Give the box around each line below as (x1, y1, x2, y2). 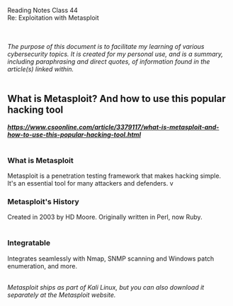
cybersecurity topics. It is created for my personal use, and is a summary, (7, 50, 224, 58)
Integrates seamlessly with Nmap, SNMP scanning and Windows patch (7, 254, 215, 263)
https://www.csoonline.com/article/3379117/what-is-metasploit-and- (7, 123, 220, 131)
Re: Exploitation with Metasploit (7, 13, 99, 22)
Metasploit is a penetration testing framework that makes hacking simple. (7, 171, 222, 180)
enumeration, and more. (7, 261, 78, 270)
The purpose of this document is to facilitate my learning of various (7, 42, 205, 50)
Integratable (7, 238, 51, 248)
